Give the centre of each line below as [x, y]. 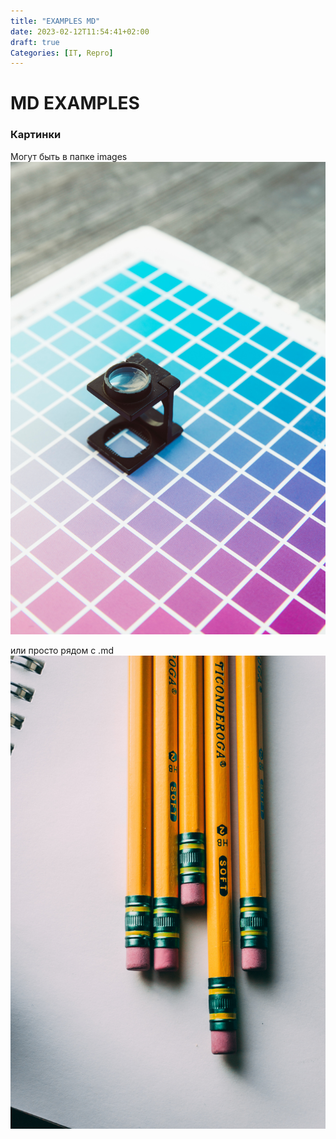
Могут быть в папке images [69, 156]
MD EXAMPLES [75, 103]
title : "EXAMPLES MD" [55, 21]
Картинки [36, 135]
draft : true [35, 42]
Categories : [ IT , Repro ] [62, 53]
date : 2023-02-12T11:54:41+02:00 [80, 31]
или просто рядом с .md [62, 651]
